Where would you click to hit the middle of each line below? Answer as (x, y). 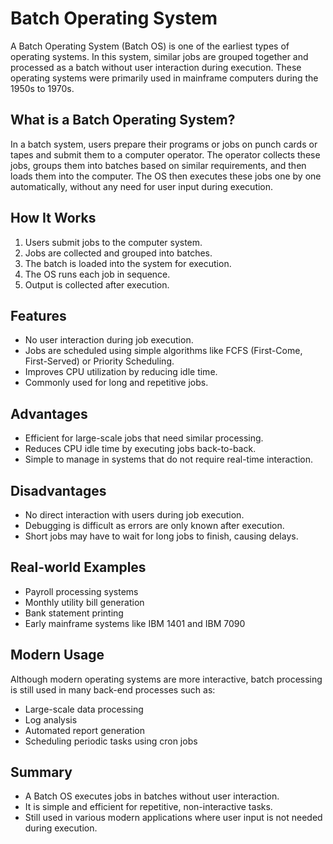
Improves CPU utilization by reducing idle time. (121, 372)
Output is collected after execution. (97, 284)
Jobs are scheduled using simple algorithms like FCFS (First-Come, (163, 351)
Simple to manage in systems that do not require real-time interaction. (168, 459)
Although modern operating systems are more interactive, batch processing (166, 679)
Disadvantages (58, 490)
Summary (41, 772)
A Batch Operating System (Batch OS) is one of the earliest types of (150, 46)
